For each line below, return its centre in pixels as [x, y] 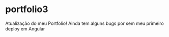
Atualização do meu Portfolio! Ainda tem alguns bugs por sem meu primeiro [84, 23]
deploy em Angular [25, 28]
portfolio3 [27, 9]
